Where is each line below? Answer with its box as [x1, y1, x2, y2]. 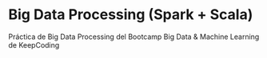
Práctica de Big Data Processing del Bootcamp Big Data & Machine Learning [8, 32, 260, 41]
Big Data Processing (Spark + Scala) [8, 6, 253, 24]
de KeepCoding [8, 40, 60, 49]
